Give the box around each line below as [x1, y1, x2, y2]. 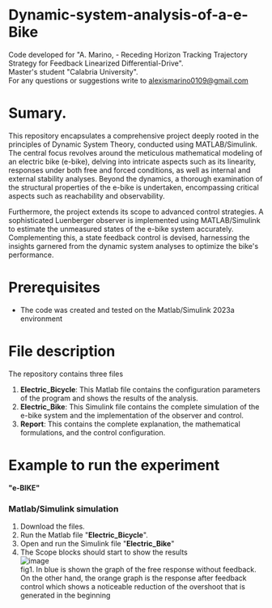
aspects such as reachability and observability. [8, 191, 165, 200]
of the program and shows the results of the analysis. [19, 393, 198, 403]
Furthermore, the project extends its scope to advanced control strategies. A [8, 207, 264, 216]
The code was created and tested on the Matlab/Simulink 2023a [19, 305, 235, 315]
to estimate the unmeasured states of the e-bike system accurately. [8, 224, 234, 233]
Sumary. [8, 104, 67, 122]
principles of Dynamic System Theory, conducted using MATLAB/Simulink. [8, 139, 257, 149]
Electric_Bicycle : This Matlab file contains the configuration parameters [19, 384, 261, 394]
